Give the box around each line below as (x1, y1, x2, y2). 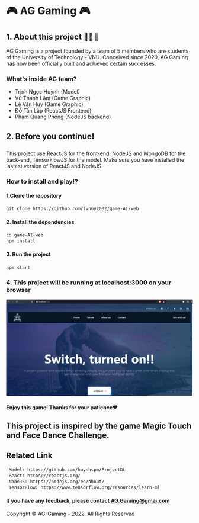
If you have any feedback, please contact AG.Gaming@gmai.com (6, 497, 170, 504)
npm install (6, 238, 36, 244)
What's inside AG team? (6, 75, 77, 83)
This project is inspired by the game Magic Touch (6, 421, 192, 431)
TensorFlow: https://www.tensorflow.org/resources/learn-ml (8, 485, 161, 491)
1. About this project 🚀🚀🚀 (6, 31, 99, 41)
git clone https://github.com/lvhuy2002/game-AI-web (6, 206, 139, 212)
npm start (6, 264, 31, 271)
